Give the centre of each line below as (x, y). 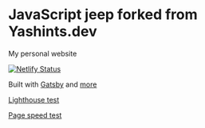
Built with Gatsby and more (53, 84)
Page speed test (35, 115)
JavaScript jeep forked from (103, 15)
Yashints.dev (53, 31)
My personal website (43, 53)
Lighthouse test (34, 99)
